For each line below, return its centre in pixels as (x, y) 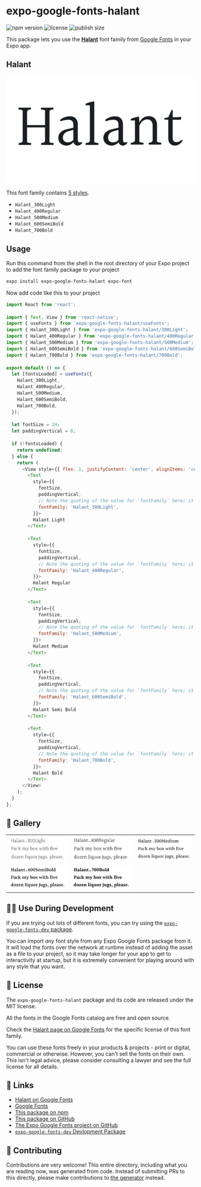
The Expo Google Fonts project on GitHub (66, 1125)
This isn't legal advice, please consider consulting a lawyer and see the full (99, 1060)
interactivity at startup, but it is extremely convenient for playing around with (100, 960)
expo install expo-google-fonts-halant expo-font (69, 281)
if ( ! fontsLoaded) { (37, 444)
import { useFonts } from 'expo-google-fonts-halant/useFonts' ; (88, 323)
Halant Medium (50, 646)
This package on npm (42, 1113)
